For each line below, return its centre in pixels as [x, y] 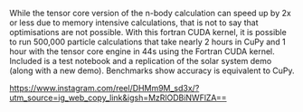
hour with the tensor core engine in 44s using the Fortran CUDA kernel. [142, 51]
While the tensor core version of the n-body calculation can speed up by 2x [150, 13]
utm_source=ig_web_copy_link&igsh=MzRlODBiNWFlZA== [118, 98]
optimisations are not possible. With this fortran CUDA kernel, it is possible [148, 32]
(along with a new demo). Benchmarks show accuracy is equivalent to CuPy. [152, 70]
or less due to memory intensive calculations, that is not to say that [134, 23]
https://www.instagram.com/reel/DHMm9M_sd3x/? [104, 88]
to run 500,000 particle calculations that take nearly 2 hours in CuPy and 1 [148, 42]
